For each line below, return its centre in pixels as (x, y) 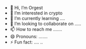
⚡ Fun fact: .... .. (26, 42)
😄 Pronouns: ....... (29, 36)
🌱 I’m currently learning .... (37, 18)
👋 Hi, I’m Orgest (26, 8)
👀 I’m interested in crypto (36, 13)
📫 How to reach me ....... (36, 29)
